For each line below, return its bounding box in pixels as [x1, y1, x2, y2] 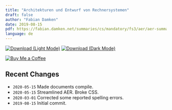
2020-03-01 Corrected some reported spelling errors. [12, 94, 124, 100]
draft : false [5, 12, 33, 17]
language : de [5, 31, 33, 36]
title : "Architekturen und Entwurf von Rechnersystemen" [5, 7, 130, 13]
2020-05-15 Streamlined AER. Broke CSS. [12, 89, 99, 95]
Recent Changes [5, 70, 60, 79]
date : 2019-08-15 [5, 21, 42, 27]
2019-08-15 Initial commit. [12, 100, 67, 106]
